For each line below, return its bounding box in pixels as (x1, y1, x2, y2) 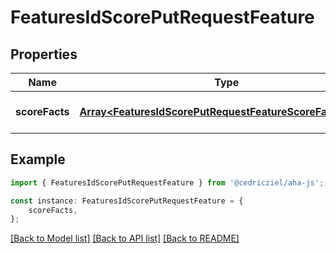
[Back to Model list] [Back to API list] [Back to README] (10, 232, 240, 245)
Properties (10, 46, 78, 63)
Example (10, 151, 66, 168)
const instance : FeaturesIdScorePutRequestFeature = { (10, 196, 244, 206)
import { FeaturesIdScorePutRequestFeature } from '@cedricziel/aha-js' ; (10, 177, 325, 188)
